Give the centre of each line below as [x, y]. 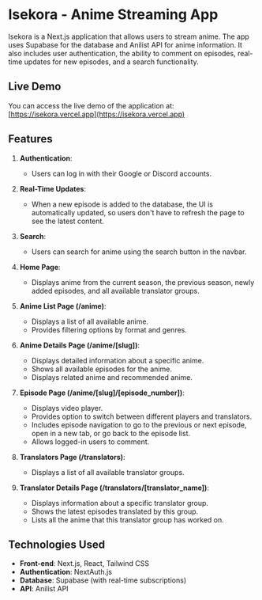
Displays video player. [67, 408]
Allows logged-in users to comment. [90, 442]
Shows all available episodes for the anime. [101, 369]
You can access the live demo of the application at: [92, 105]
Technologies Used [56, 544]
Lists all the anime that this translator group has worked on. [128, 519]
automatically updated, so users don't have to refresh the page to [138, 212]
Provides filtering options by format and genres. [109, 329]
